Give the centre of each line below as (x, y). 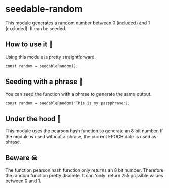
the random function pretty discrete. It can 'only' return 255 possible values (84, 176)
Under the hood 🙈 (33, 118)
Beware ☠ (21, 158)
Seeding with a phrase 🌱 (44, 82)
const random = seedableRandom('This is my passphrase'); (68, 103)
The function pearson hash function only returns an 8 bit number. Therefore (84, 170)
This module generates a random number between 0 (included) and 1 (78, 23)
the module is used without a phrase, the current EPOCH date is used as (81, 137)
